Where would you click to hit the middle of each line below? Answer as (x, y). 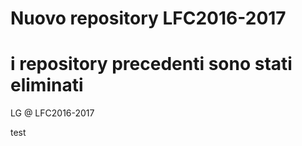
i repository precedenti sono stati (151, 64)
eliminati (47, 85)
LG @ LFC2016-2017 (52, 113)
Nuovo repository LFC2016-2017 (148, 18)
